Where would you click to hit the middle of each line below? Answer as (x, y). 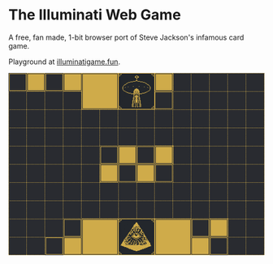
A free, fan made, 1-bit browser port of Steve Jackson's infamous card (126, 37)
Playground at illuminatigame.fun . (64, 62)
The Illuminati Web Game (95, 15)
